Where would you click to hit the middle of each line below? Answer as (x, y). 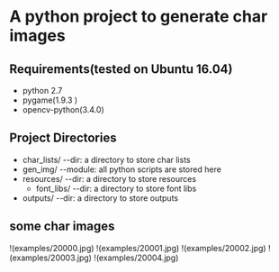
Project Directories (63, 138)
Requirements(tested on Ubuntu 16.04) (121, 69)
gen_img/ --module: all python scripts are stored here (122, 169)
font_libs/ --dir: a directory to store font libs (116, 188)
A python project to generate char (139, 17)
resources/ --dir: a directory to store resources (109, 178)
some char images (62, 227)
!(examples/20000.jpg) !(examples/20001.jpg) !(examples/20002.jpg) (138, 248)
